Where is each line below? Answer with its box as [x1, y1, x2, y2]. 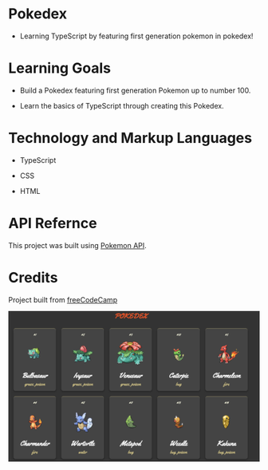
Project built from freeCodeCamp [8, 294, 118, 304]
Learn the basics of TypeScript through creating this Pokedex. [19, 101, 225, 110]
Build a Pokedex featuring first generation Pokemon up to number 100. [19, 85, 251, 95]
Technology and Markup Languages [8, 129, 253, 148]
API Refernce [8, 215, 97, 232]
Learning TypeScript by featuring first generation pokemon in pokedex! [19, 31, 254, 41]
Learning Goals [8, 59, 112, 77]
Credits [8, 268, 58, 286]
